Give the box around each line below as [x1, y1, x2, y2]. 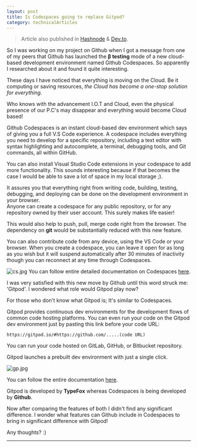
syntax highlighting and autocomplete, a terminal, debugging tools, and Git [6, 143, 186, 150]
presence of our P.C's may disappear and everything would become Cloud [6, 106, 186, 114]
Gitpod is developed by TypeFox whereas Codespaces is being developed [6, 387, 186, 395]
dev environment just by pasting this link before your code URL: [6, 321, 160, 328]
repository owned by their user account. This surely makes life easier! [6, 209, 175, 216]
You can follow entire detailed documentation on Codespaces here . [28, 268, 191, 275]
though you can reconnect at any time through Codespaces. [6, 257, 152, 264]
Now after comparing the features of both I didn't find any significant [6, 405, 172, 412]
